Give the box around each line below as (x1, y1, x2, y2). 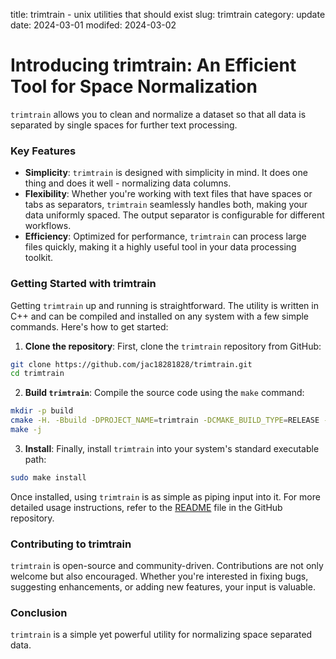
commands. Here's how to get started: (10, 320, 169, 333)
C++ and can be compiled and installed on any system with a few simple (10, 310, 310, 322)
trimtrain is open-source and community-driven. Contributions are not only (10, 560, 324, 572)
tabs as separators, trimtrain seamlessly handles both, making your (24, 199, 308, 211)
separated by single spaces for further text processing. (10, 119, 238, 131)
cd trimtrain (10, 369, 65, 379)
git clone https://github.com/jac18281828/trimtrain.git (10, 359, 253, 369)
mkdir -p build (10, 406, 74, 416)
